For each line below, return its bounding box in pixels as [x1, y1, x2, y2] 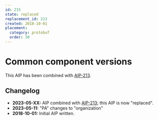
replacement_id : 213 [5, 16, 48, 21]
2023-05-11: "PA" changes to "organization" [12, 105, 104, 111]
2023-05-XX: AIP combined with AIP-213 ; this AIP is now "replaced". [12, 100, 154, 106]
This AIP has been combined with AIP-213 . [5, 72, 91, 78]
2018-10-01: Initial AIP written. [12, 110, 75, 116]
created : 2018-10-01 [5, 21, 48, 26]
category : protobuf [9, 30, 50, 35]
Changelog [5, 87, 40, 95]
